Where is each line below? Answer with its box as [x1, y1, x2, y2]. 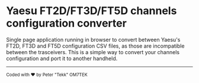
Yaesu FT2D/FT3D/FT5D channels [6, 4, 177, 18]
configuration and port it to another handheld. [6, 55, 118, 62]
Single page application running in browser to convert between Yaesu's [6, 36, 181, 43]
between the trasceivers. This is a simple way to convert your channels [6, 48, 179, 55]
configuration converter [6, 16, 127, 30]
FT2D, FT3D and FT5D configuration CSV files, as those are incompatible [6, 42, 185, 49]
